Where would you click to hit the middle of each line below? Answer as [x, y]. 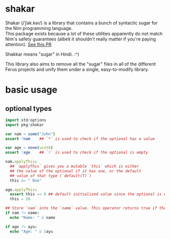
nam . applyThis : [21, 162]
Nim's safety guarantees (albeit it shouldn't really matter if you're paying [80, 39]
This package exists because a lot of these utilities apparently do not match [84, 33]
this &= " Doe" [26, 180]
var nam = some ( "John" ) [30, 134]
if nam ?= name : [22, 213]
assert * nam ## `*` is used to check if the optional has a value [80, 139]
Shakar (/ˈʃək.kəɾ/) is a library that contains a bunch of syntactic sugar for [81, 23]
